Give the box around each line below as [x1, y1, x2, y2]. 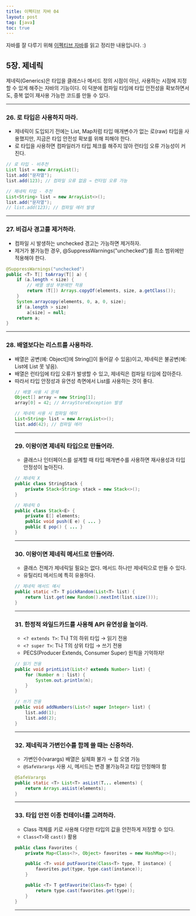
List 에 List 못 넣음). [14, 363, 58, 370]
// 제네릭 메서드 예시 [14, 584, 60, 590]
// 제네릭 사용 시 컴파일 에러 [14, 411, 78, 417]
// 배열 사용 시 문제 [14, 389, 59, 395]
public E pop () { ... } [25, 524, 83, 530]
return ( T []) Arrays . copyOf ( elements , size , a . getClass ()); [27, 288, 176, 294]
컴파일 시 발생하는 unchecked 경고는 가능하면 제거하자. [14, 240, 141, 247]
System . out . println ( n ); [36, 677, 93, 683]
